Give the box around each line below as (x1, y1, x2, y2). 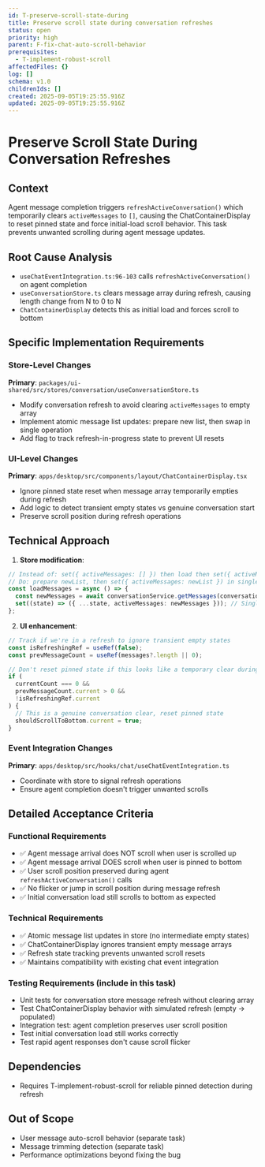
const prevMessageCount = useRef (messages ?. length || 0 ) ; (8, 651, 203, 659)
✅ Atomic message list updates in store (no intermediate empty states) (19, 930, 250, 940)
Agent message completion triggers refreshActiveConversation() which (8, 203, 244, 212)
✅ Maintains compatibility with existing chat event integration (19, 957, 219, 967)
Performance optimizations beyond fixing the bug (19, 1150, 181, 1159)
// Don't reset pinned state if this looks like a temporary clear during (8, 666, 259, 673)
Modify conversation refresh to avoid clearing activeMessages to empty (19, 400, 251, 409)
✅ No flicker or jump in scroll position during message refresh (19, 884, 221, 893)
